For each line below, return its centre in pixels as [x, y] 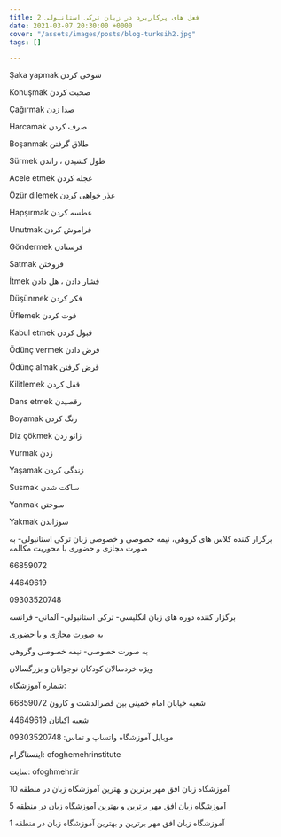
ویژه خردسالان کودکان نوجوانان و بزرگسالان [81, 669]
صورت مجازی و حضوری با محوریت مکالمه [78, 548]
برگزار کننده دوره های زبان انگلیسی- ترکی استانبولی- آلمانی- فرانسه [123, 617]
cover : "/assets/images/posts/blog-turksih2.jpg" [103, 34]
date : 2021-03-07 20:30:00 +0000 [71, 26]
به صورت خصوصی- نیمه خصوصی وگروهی [79, 652]
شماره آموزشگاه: [38, 686]
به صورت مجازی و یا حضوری [56, 634]
